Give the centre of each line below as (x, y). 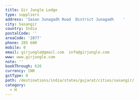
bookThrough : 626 (24, 66)
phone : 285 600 (21, 43)
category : (16, 85)
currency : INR (20, 71)
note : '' (14, 62)
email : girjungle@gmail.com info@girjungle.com (57, 52)
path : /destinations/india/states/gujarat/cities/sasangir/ (70, 80)
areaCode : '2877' (24, 38)
